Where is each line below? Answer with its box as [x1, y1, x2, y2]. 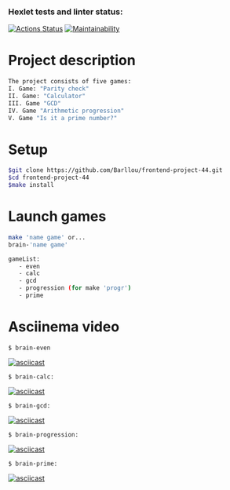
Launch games [8, 207, 107, 225]
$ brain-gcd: [8, 401, 51, 410]
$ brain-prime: [8, 459, 58, 467]
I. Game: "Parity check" [8, 85, 89, 93]
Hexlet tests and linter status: [8, 6, 123, 17]
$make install [8, 181, 55, 189]
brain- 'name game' [8, 240, 68, 249]
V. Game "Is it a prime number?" [8, 114, 118, 122]
